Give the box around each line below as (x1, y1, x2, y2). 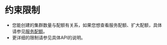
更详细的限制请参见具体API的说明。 (12, 34, 86, 40)
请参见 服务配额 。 (12, 28, 48, 34)
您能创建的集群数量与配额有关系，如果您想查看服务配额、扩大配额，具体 (12, 22, 162, 28)
